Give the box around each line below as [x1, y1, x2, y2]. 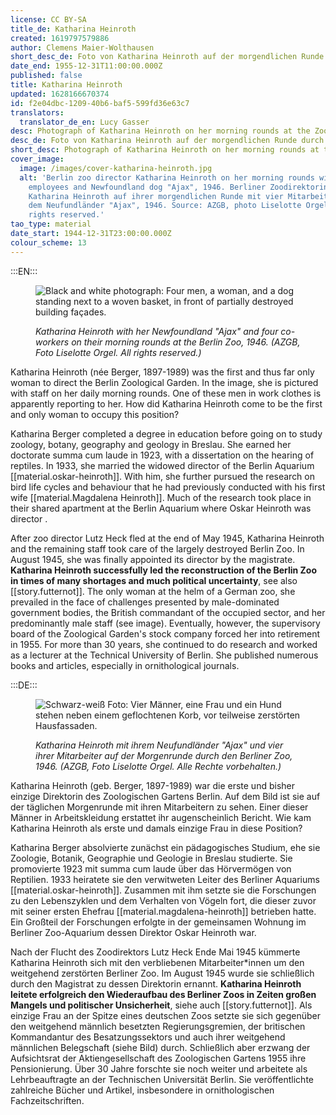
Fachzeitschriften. [10, 1094, 85, 1106]
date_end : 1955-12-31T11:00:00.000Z [10, 61, 163, 71]
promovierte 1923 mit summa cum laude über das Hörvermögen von [10, 862, 292, 875]
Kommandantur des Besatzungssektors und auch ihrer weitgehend [10, 1031, 286, 1043]
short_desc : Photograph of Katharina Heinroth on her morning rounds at [10, 145, 320, 155]
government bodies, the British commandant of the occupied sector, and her [10, 606, 326, 618]
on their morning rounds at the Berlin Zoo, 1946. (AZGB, [71, 336, 301, 348]
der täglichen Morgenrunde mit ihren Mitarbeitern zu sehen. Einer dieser [10, 801, 309, 813]
